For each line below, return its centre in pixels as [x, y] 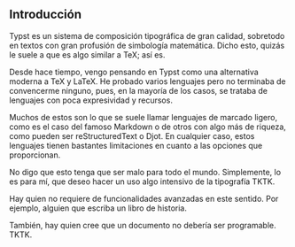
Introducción [46, 15]
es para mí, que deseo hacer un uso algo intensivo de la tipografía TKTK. [142, 181]
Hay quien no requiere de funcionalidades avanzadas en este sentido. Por [144, 198]
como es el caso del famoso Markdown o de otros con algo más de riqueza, [147, 127]
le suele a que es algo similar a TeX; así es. [87, 54]
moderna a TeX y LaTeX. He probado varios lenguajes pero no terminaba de [147, 81]
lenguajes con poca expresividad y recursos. [91, 100]
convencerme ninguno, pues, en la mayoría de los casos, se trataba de [139, 90]
